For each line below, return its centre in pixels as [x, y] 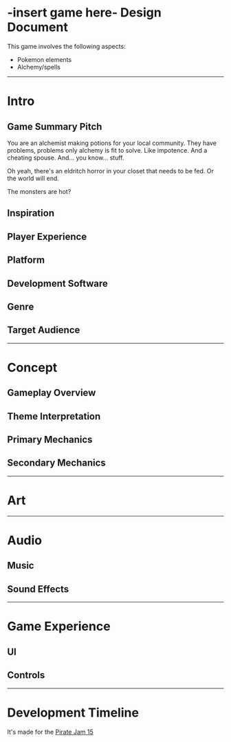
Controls [26, 675]
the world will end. [33, 178]
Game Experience [59, 626]
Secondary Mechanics [57, 463]
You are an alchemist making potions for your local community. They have [112, 143]
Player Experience [47, 236]
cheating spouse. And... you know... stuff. [66, 157]
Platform [26, 260]
